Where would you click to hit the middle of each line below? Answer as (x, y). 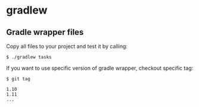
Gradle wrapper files (45, 32)
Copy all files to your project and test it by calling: (67, 46)
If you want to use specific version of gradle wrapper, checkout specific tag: (100, 68)
